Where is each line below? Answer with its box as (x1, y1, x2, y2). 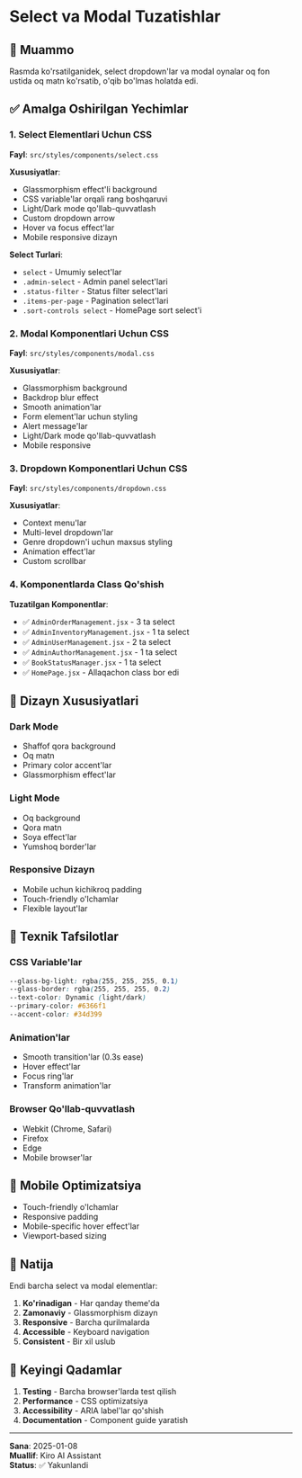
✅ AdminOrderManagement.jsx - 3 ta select (22, 616, 175, 627)
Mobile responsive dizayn (22, 231, 119, 242)
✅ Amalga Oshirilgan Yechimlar (9, 102, 189, 117)
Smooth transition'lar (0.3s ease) (22, 1052, 144, 1062)
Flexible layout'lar (22, 902, 88, 914)
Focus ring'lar (22, 1070, 74, 1081)
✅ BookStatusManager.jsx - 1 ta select (22, 657, 162, 667)
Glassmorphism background (22, 382, 128, 393)
